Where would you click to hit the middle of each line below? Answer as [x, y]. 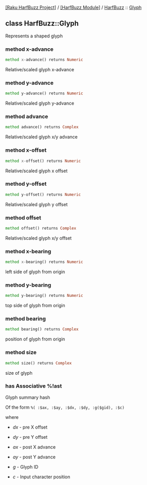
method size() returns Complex [39, 363]
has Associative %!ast [34, 386]
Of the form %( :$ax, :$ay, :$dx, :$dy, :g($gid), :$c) [65, 407]
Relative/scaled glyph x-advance [40, 69]
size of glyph [19, 373]
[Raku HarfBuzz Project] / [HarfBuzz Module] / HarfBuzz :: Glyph [73, 7]
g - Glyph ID [26, 467]
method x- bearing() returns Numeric [44, 262]
